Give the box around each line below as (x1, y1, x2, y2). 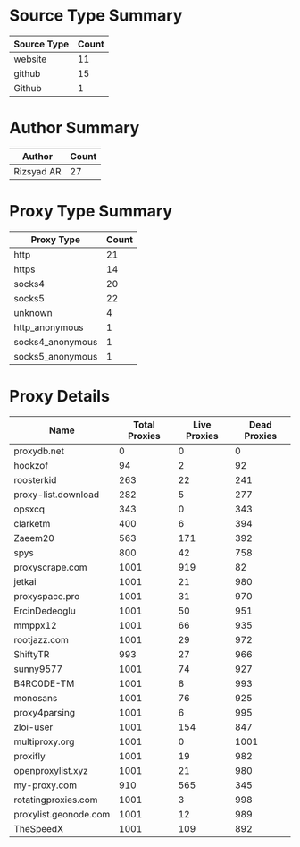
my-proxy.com (13, 779, 78, 792)
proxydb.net (13, 445, 65, 457)
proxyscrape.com (13, 561, 87, 573)
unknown (13, 306, 53, 318)
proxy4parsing (13, 706, 76, 718)
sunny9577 (13, 663, 63, 675)
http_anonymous (13, 321, 84, 334)
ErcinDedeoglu (13, 605, 76, 617)
